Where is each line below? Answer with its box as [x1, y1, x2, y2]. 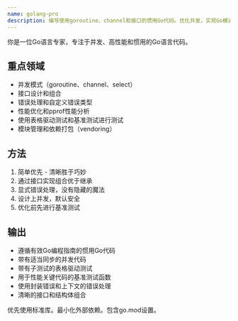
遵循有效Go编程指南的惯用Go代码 [17, 246, 115, 254]
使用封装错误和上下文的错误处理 [17, 281, 111, 290]
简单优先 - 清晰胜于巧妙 [17, 168, 87, 176]
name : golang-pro [7, 10, 59, 18]
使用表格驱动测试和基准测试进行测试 [17, 116, 124, 124]
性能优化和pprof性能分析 [17, 107, 90, 116]
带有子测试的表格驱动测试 [17, 263, 93, 272]
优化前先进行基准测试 [17, 203, 80, 212]
